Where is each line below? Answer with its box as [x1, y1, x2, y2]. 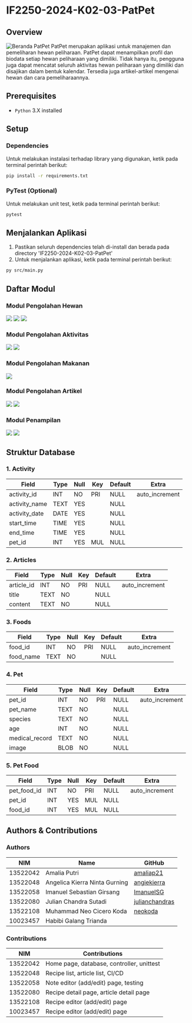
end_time [9, 528, 35, 537]
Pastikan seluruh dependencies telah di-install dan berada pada [14, 243, 170, 251]
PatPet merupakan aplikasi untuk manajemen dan [51, 43, 171, 50]
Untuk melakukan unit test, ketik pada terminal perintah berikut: [6, 200, 160, 207]
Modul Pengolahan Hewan [6, 302, 83, 310]
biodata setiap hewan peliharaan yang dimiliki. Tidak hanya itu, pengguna [6, 55, 184, 62]
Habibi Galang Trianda [45, 916, 107, 924]
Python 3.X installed [14, 107, 62, 114]
